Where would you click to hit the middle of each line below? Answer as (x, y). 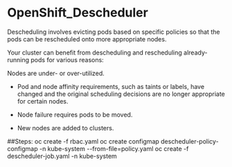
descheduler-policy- (190, 141)
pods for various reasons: (67, 59)
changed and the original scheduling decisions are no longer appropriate (121, 94)
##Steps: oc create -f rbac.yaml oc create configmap (83, 141)
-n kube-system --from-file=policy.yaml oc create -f (114, 148)
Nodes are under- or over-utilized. (56, 73)
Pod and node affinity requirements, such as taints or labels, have (111, 86)
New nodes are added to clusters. (65, 128)
